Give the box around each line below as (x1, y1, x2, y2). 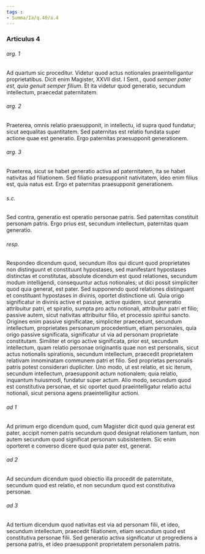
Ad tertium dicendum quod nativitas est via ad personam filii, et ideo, (6, 521, 180, 528)
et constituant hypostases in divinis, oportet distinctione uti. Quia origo (6, 292, 185, 299)
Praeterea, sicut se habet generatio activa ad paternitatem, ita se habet (6, 168, 185, 175)
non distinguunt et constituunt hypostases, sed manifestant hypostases (6, 266, 187, 273)
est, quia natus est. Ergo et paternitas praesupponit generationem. (6, 181, 174, 188)
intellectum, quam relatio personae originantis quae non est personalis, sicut (6, 344, 199, 351)
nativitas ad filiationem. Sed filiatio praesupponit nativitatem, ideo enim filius (6, 174, 198, 181)
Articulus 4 (6, 35, 41, 43)
